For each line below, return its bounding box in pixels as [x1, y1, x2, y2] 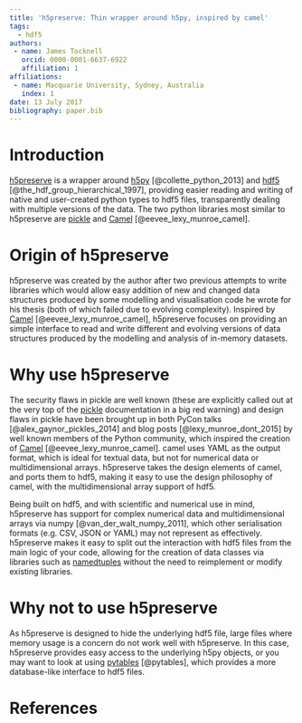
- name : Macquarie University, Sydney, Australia [13, 81, 204, 90]
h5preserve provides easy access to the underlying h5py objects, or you [9, 647, 280, 658]
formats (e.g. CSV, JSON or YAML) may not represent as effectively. [9, 527, 262, 539]
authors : [9, 38, 42, 48]
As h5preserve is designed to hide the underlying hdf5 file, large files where [9, 628, 293, 639]
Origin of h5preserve [9, 246, 170, 265]
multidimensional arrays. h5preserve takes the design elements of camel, [9, 462, 283, 473]
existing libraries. [9, 566, 73, 577]
